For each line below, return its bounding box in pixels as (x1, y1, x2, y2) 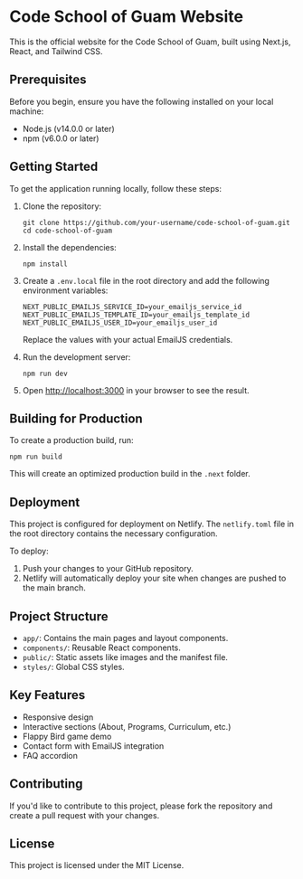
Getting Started (9, 159, 99, 175)
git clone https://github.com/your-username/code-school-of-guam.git (22, 218, 291, 227)
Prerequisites (9, 72, 87, 88)
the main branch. (22, 582, 86, 593)
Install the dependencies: (22, 241, 118, 252)
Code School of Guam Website (9, 6, 244, 27)
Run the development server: (22, 351, 131, 363)
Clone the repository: (22, 201, 102, 212)
